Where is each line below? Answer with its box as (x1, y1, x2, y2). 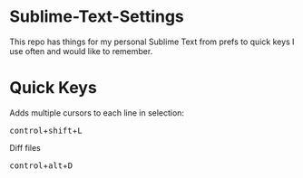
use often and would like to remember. (9, 45, 153, 56)
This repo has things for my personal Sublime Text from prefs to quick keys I (9, 36, 295, 47)
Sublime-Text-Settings (9, 6, 184, 27)
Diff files (9, 142, 41, 153)
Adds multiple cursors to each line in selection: (9, 107, 184, 118)
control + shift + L (9, 125, 83, 136)
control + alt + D (9, 160, 73, 171)
